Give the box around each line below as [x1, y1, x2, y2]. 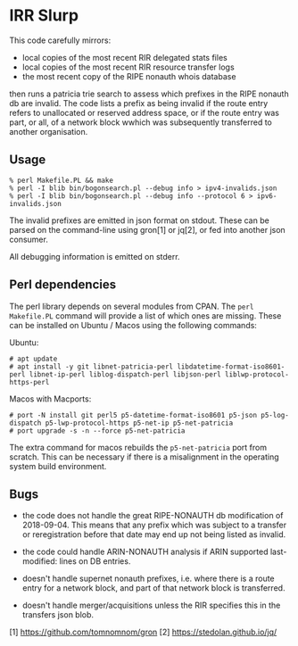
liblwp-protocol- [224, 369, 290, 379]
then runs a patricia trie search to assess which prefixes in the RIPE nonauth [9, 88, 289, 99]
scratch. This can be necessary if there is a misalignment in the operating [9, 451, 279, 462]
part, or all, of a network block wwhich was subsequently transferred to [9, 117, 272, 128]
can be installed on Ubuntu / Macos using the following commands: [9, 319, 257, 330]
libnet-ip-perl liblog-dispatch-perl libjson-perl [29, 369, 221, 379]
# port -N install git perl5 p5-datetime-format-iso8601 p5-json [9, 410, 257, 419]
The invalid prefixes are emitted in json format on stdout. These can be [9, 215, 269, 226]
